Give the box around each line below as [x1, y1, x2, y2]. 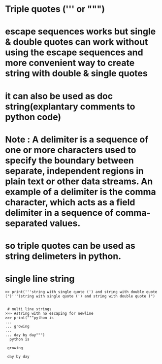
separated [5, 218, 48, 229]
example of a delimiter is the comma [5, 186, 156, 198]
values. [49, 218, 81, 229]
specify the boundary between [5, 155, 134, 166]
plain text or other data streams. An [5, 176, 153, 187]
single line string [5, 273, 75, 284]
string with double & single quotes [5, 68, 148, 79]
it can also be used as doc [5, 90, 113, 101]
